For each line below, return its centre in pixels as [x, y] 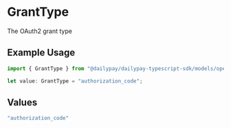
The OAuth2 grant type [40, 31]
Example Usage [41, 53]
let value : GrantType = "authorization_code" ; [75, 81]
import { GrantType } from [46, 68]
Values [22, 102]
